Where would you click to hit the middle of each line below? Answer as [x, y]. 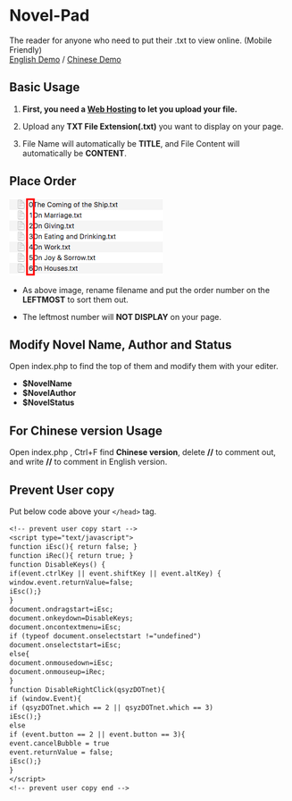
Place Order [43, 181]
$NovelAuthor [49, 393]
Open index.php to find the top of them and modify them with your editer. [144, 367]
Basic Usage [45, 87]
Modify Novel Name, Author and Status [121, 345]
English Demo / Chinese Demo [66, 59]
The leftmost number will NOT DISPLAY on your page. [121, 316]
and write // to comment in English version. [88, 462]
